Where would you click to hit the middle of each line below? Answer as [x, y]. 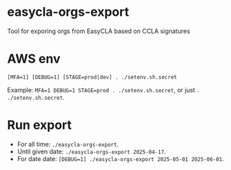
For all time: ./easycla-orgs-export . [68, 144]
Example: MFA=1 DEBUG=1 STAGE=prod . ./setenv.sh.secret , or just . [103, 89]
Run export [40, 125]
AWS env [34, 59]
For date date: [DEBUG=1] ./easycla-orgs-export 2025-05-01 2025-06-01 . [120, 158]
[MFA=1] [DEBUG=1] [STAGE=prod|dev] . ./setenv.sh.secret [92, 77]
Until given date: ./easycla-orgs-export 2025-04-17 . [91, 151]
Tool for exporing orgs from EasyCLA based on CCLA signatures [99, 31]
